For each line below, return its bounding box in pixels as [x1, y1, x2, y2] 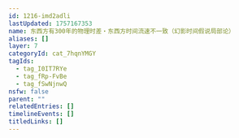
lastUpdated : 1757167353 [8, 19, 93, 28]
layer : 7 [8, 42, 38, 50]
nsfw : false [8, 87, 49, 96]
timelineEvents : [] [8, 110, 75, 119]
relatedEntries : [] [8, 102, 75, 110]
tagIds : [8, 58, 35, 66]
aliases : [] [8, 34, 49, 43]
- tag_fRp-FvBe [15, 72, 67, 80]
